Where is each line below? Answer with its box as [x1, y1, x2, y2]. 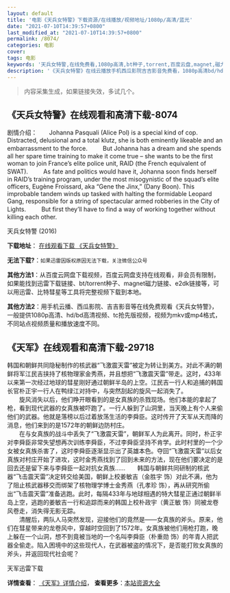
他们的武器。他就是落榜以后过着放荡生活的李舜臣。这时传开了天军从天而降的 [7, 413, 223, 421]
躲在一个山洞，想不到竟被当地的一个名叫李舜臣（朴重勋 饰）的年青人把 [12, 533, 213, 541]
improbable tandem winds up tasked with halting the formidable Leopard [7, 190, 212, 198]
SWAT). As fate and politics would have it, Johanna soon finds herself [7, 167, 217, 176]
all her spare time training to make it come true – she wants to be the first [7, 152, 214, 160]
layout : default [7, 10, 53, 17]
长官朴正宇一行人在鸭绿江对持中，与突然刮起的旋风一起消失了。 [7, 387, 187, 395]
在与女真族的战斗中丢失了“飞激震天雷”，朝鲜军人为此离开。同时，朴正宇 [18, 430, 222, 438]
